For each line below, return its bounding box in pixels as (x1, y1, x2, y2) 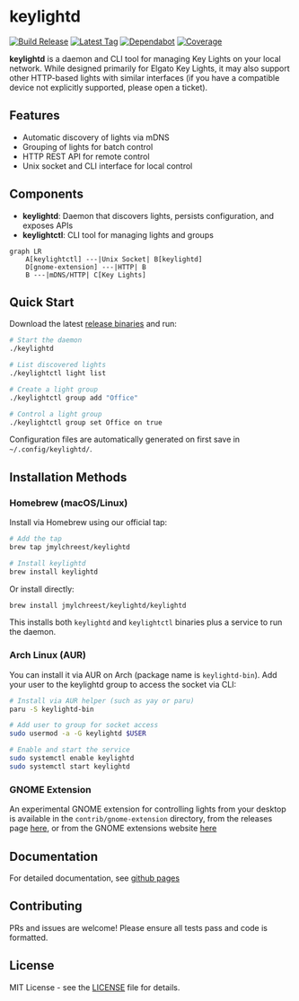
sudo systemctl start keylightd (9, 761, 130, 771)
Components (9, 187, 84, 202)
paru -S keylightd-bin (9, 705, 94, 714)
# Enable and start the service (9, 745, 130, 755)
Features (9, 108, 60, 123)
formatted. (9, 932, 48, 943)
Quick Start (9, 294, 75, 310)
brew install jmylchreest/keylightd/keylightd (9, 601, 187, 610)
